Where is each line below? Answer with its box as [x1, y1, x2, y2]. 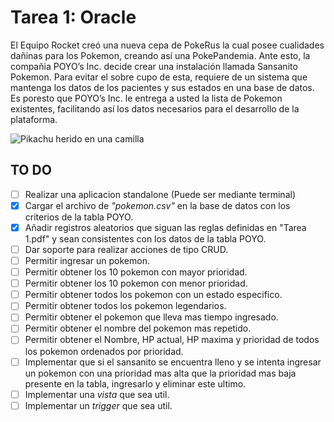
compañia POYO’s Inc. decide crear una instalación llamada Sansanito [10, 60, 298, 72]
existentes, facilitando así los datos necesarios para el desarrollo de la [10, 102, 300, 115]
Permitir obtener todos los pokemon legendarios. [24, 300, 227, 312]
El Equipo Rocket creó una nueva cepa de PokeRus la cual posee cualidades [10, 39, 325, 51]
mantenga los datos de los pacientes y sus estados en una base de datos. [10, 81, 315, 93]
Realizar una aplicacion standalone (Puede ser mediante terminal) [24, 188, 297, 200]
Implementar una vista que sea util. [24, 388, 170, 400]
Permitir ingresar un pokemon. [24, 255, 150, 266]
